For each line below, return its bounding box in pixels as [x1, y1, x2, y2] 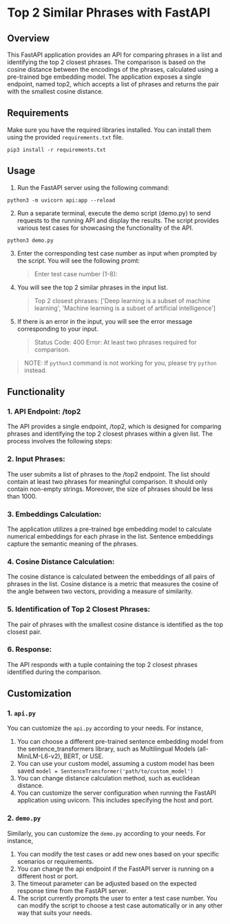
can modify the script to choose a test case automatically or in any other [17, 901, 223, 909]
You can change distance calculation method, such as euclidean [17, 774, 200, 782]
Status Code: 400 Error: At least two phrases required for [34, 338, 197, 346]
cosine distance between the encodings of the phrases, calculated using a [7, 66, 219, 73]
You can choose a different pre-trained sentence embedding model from [17, 738, 224, 746]
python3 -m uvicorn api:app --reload [7, 197, 116, 204]
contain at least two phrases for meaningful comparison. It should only [7, 477, 208, 485]
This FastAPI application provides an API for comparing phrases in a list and [7, 50, 222, 59]
